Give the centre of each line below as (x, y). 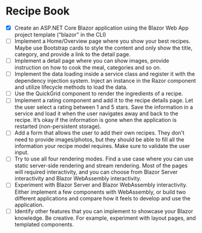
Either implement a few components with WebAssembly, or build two (100, 192)
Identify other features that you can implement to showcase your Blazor (104, 211)
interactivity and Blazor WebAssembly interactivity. (78, 179)
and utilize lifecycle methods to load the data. (71, 87)
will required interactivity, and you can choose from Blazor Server (96, 172)
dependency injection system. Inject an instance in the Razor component (105, 81)
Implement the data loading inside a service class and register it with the (105, 74)
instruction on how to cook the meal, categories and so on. (88, 68)
